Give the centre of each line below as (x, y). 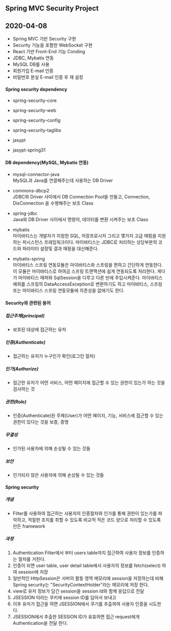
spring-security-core (35, 101)
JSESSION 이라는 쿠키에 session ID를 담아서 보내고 (64, 597)
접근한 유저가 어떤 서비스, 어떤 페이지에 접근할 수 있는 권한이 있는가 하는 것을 (89, 383)
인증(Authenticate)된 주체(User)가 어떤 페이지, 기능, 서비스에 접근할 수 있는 (88, 416)
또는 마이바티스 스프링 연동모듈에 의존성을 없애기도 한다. (69, 290)
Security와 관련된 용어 (28, 303)
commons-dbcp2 (31, 190)
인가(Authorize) (22, 368)
